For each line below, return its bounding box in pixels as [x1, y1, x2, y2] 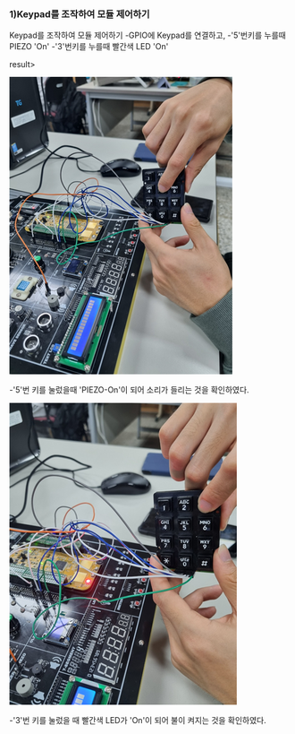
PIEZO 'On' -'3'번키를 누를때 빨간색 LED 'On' [9, 41, 169, 52]
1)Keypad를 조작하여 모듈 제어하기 [9, 7, 150, 20]
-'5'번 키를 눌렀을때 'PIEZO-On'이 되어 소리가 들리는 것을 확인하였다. [9, 384, 249, 395]
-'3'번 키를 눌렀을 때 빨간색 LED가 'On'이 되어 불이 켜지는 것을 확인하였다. [9, 715, 266, 726]
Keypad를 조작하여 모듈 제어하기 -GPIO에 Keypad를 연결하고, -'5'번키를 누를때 [9, 30, 286, 41]
